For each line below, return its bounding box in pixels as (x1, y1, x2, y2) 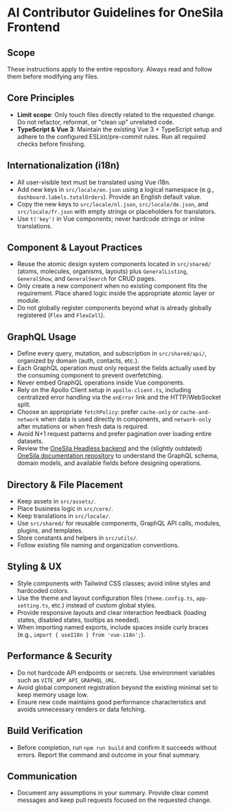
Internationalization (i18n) (7, 160, 120, 171)
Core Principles (7, 92, 75, 104)
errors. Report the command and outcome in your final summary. (16, 750, 201, 759)
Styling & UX (7, 561, 62, 572)
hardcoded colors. (16, 586, 70, 594)
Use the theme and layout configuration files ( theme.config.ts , (16, 594, 195, 602)
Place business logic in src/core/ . (16, 504, 113, 513)
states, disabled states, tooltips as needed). (16, 616, 141, 624)
